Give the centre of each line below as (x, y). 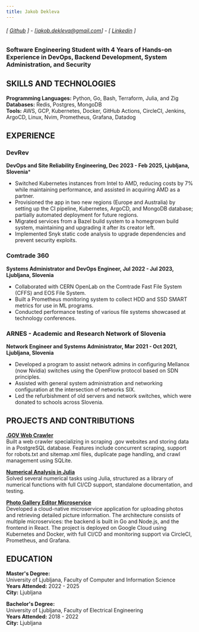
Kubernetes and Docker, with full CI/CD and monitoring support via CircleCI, (99, 534)
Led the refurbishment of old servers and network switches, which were (103, 395)
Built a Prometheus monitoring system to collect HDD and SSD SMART (101, 299)
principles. (28, 377)
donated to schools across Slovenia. (59, 402)
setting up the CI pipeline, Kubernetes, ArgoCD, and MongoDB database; (104, 209)
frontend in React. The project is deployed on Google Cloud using (86, 527)
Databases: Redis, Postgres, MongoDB (54, 104)
